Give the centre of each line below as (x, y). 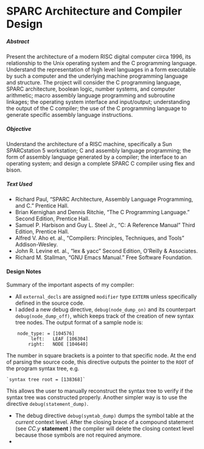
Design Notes (24, 271)
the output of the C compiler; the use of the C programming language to (97, 108)
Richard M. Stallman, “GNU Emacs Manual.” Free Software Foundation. (104, 257)
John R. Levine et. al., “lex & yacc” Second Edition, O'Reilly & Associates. (106, 251)
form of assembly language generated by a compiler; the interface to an (97, 157)
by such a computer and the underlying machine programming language (97, 76)
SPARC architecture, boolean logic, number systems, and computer (91, 89)
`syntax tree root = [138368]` (46, 380)
